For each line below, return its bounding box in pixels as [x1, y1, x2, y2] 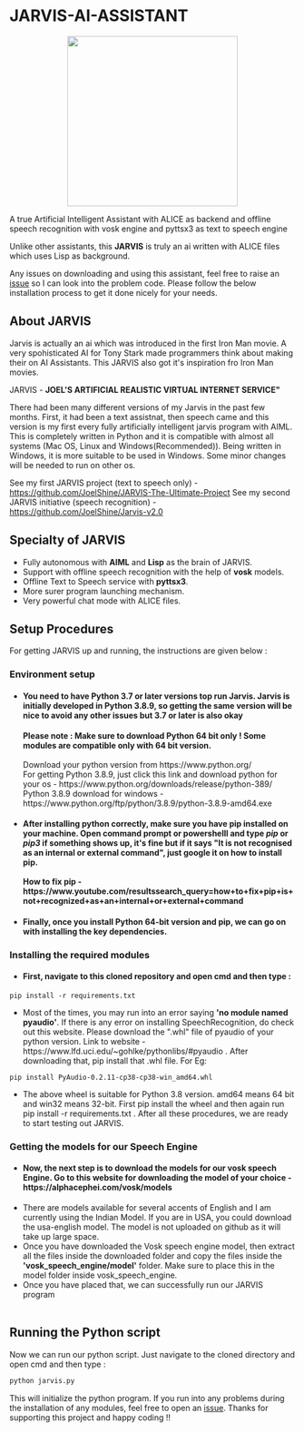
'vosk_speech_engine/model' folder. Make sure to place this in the [22, 1260, 275, 1270]
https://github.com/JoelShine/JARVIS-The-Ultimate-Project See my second [9, 486, 290, 497]
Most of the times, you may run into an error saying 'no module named [22, 1006, 289, 1017]
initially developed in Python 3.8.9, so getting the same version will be [22, 700, 293, 711]
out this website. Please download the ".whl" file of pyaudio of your [22, 1026, 274, 1037]
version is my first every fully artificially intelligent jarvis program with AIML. [9, 421, 293, 432]
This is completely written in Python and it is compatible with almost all [9, 430, 274, 441]
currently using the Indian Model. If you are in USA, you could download [22, 1211, 292, 1222]
